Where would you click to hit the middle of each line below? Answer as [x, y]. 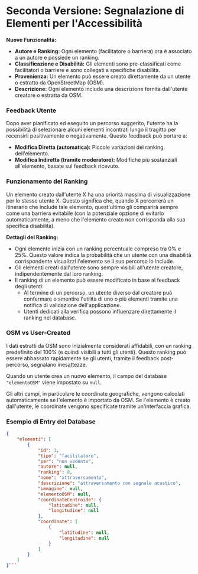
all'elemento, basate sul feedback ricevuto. [67, 166]
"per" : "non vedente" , [66, 461]
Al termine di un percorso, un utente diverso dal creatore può [98, 292]
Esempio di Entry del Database [51, 422]
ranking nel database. [50, 318]
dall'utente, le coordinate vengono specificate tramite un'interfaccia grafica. [99, 406]
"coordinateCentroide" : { [69, 500]
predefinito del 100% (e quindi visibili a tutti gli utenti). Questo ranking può [96, 352]
